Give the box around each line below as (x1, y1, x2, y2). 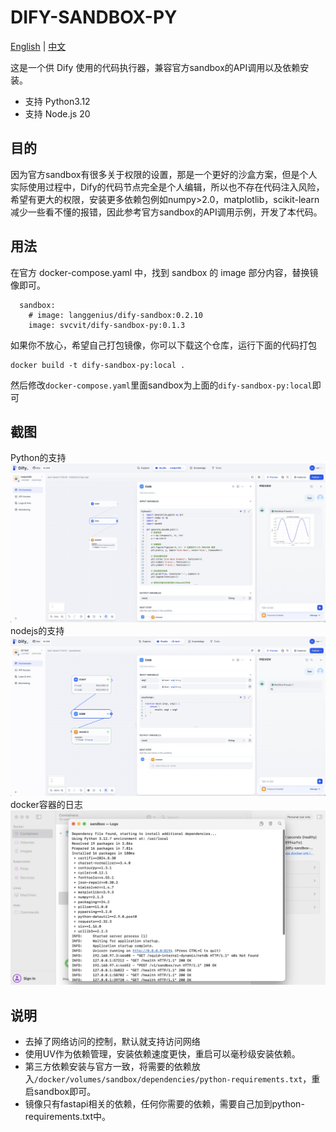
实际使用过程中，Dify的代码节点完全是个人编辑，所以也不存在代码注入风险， (10, 181, 325, 193)
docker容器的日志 (10, 798, 83, 810)
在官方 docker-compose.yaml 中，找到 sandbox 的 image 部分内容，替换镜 (10, 266, 319, 278)
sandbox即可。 (33, 1086, 97, 1098)
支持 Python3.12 (24, 95, 91, 107)
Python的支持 (10, 452, 67, 464)
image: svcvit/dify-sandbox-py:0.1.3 (28, 320, 186, 330)
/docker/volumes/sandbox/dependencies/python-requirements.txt (33, 1075, 303, 1085)
